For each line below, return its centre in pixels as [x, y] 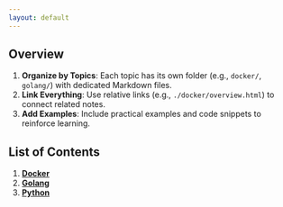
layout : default [39, 18]
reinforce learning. [56, 123]
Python [36, 193]
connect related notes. [63, 104]
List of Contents [55, 152]
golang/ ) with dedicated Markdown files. [96, 85]
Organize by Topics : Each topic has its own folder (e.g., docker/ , [141, 76]
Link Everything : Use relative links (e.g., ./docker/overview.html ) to [148, 94]
